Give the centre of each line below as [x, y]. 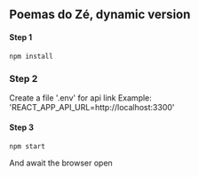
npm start [28, 147]
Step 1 [21, 37]
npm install [31, 56]
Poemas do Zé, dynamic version [100, 15]
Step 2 [24, 78]
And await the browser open [61, 163]
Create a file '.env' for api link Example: [81, 98]
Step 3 [21, 127]
